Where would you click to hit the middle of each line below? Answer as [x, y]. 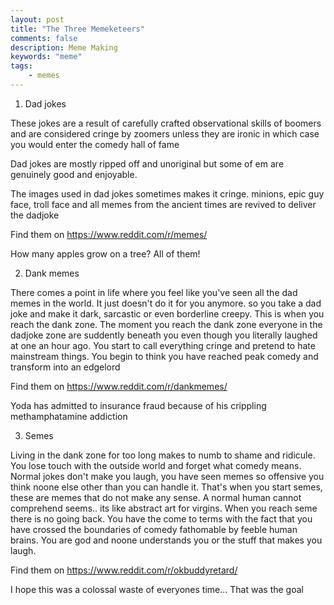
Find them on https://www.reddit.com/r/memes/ [109, 234]
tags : [21, 66]
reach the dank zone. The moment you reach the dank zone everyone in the [166, 324]
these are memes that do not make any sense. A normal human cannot [156, 497]
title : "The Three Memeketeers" [77, 29]
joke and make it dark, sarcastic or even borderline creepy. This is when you [167, 313]
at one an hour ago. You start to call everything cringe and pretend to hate [163, 345]
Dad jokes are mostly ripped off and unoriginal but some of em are [147, 163]
